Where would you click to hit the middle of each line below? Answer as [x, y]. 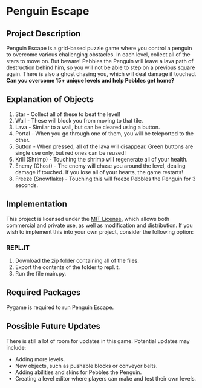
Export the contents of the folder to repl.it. [67, 267]
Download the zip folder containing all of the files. [77, 260]
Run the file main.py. [41, 273]
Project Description [44, 34]
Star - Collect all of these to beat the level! [67, 114]
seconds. [27, 185]
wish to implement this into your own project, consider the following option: [100, 231]
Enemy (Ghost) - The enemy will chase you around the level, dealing [100, 166]
